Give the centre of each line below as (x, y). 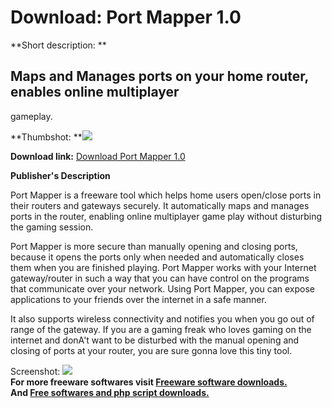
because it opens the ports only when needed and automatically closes (157, 257)
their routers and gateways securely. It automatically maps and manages (160, 205)
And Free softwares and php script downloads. (110, 392)
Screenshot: (35, 371)
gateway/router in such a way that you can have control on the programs (160, 278)
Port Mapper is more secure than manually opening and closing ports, (154, 246)
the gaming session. (52, 227)
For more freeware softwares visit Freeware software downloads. (149, 382)
